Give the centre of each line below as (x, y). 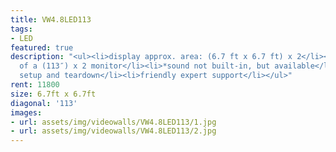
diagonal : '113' (44, 103)
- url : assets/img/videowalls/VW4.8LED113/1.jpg (113, 122)
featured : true (42, 47)
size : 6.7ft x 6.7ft (53, 94)
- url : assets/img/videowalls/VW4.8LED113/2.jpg (113, 131)
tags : (21, 29)
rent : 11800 (35, 85)
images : (26, 112)
